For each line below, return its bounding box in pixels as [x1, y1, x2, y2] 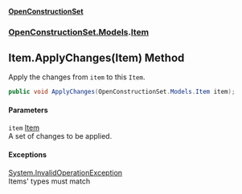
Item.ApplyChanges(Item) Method [8, 51, 185, 64]
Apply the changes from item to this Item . [8, 72, 146, 82]
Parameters [8, 105, 48, 115]
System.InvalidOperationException [8, 168, 123, 177]
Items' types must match [8, 176, 91, 186]
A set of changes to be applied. [8, 131, 113, 141]
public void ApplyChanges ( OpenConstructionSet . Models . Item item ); [8, 88, 236, 96]
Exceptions [8, 150, 47, 160]
